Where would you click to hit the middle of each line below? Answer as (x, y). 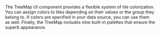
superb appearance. (26, 27)
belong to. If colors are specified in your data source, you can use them (77, 17)
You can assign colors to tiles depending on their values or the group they (80, 12)
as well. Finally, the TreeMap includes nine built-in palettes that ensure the (80, 22)
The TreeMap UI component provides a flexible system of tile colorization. (80, 7)
